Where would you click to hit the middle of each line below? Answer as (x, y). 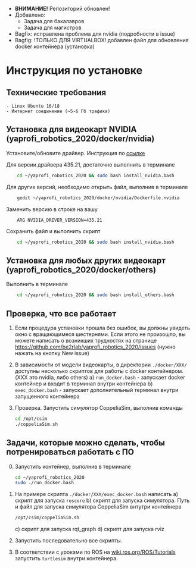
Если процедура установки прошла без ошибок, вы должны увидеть (102, 328)
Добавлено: (30, 15)
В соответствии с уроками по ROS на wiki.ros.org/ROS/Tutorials (95, 552)
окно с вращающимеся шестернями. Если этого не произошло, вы (100, 334)
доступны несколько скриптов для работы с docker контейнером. (99, 371)
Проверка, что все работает (61, 314)
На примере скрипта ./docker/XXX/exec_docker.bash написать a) (97, 494)
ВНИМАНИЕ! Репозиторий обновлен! (62, 9)
